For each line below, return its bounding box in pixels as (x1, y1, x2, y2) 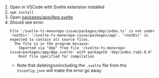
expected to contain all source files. (9, 37, 90, 42)
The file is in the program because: (14, 41, 90, 46)
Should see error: (9, 19, 44, 25)
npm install (9, 10, 34, 15)
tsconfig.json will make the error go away (16, 67, 101, 73)
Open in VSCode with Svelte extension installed (9, 4, 105, 10)
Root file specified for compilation (18, 54, 94, 59)
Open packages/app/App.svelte (9, 14, 73, 20)
